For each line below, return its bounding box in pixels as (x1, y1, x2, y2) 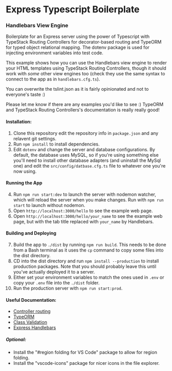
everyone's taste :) (6, 91, 46, 98)
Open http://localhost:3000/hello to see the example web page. (13, 208, 153, 214)
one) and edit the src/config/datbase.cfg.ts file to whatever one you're (13, 162, 166, 169)
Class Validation (13, 319, 48, 325)
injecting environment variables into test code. (6, 50, 104, 56)
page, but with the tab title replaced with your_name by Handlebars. (13, 218, 154, 224)
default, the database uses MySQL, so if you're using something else (13, 152, 159, 158)
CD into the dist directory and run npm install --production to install (13, 258, 159, 264)
